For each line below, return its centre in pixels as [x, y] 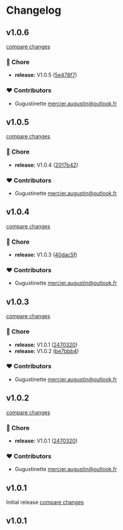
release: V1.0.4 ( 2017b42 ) [46, 165]
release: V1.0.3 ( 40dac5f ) [46, 255]
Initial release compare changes [45, 502]
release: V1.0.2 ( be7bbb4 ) [47, 351]
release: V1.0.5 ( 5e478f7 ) [46, 75]
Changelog [34, 10]
